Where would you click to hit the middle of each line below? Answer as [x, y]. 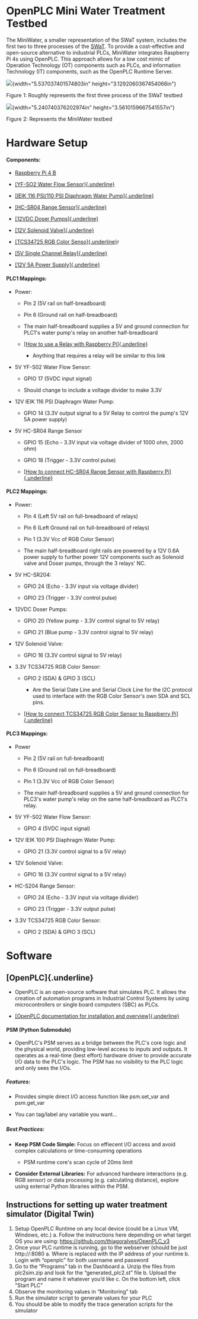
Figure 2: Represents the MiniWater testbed [59, 119]
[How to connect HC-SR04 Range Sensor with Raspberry [94, 471]
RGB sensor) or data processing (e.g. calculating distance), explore [97, 1180]
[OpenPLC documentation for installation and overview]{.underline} [97, 1016]
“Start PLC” [29, 1285]
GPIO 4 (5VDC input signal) [57, 828]
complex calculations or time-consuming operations [78, 1150]
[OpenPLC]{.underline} [50, 978]
